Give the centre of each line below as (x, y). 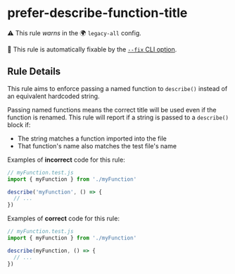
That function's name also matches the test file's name (97, 145)
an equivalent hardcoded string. (53, 96)
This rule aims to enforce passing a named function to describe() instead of (118, 88)
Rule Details (34, 72)
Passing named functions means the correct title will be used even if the (112, 109)
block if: (19, 124)
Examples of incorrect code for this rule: (66, 160)
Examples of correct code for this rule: (63, 219)
